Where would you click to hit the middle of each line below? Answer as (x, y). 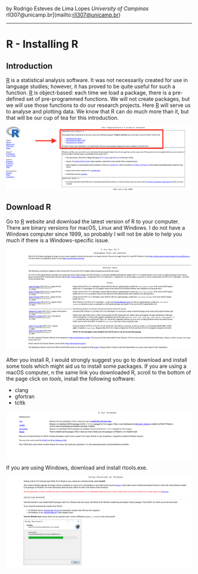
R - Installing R (42, 44)
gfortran (25, 397)
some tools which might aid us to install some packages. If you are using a (96, 366)
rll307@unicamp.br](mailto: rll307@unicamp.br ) (63, 15)
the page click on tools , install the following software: (71, 379)
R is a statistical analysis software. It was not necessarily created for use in (97, 80)
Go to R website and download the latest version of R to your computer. (93, 221)
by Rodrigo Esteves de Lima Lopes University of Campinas (77, 9)
